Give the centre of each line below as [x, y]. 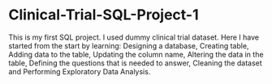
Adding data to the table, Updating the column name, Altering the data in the [136, 54]
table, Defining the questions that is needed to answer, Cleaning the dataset [135, 63]
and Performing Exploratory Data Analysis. [80, 71]
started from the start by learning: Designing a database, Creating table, [129, 45]
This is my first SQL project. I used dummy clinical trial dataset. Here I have [134, 37]
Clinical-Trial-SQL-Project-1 [104, 15]
